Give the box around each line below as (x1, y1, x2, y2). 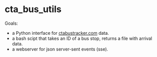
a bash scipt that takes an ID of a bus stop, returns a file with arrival (12, 35, 152, 41)
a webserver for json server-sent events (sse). (12, 46, 109, 52)
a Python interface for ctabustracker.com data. (12, 30, 109, 36)
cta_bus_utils (5, 4, 62, 15)
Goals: (5, 20, 18, 26)
